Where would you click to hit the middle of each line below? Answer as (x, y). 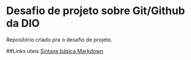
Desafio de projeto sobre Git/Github (95, 11)
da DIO (23, 23)
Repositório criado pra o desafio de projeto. (59, 39)
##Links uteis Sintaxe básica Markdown (55, 51)
